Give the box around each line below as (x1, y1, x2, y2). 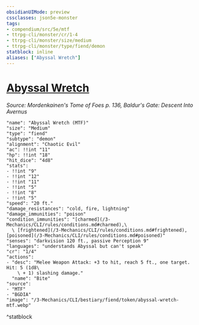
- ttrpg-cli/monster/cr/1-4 (6, 32, 78, 38)
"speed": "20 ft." (6, 200, 53, 206)
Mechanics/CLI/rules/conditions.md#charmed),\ (6, 221, 127, 227)
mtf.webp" (6, 302, 32, 308)
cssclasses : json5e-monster (6, 15, 78, 21)
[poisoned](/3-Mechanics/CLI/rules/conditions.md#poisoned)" (6, 232, 166, 239)
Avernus (6, 108, 28, 115)
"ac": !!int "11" (6, 147, 51, 153)
